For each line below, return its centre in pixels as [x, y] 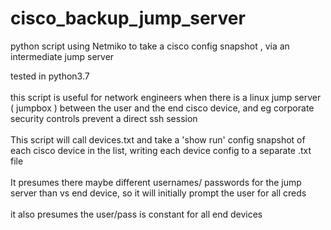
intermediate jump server [62, 56]
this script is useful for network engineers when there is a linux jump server [166, 97]
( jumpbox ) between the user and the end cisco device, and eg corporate [162, 108]
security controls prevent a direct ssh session [104, 118]
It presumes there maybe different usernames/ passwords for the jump [156, 182]
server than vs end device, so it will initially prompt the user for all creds [158, 193]
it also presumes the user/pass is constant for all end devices [136, 214]
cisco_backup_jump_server [128, 18]
